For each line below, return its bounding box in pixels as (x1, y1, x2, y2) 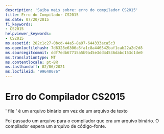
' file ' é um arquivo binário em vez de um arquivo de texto (5, 108, 128, 114)
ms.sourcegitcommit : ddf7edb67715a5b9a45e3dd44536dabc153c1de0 (5, 50, 143, 55)
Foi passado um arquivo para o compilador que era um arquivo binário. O (5, 118, 159, 124)
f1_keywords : (5, 21, 33, 27)
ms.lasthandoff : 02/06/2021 (5, 64, 65, 69)
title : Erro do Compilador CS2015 (5, 12, 79, 17)
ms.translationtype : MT (5, 55, 56, 60)
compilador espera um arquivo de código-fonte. (5, 123, 106, 129)
